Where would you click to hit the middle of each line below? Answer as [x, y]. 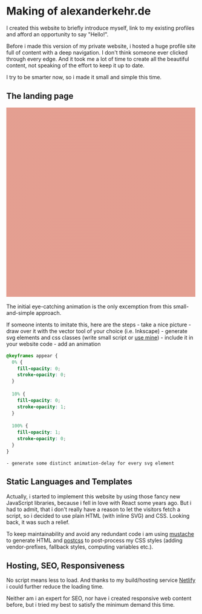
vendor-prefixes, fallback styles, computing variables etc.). [80, 547]
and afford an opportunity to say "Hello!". [57, 34]
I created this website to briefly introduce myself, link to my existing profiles [100, 28]
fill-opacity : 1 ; [39, 432]
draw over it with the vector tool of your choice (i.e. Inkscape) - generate [97, 331]
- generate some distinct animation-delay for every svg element [90, 463]
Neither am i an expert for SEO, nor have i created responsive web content [99, 598]
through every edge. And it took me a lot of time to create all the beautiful [98, 59]
